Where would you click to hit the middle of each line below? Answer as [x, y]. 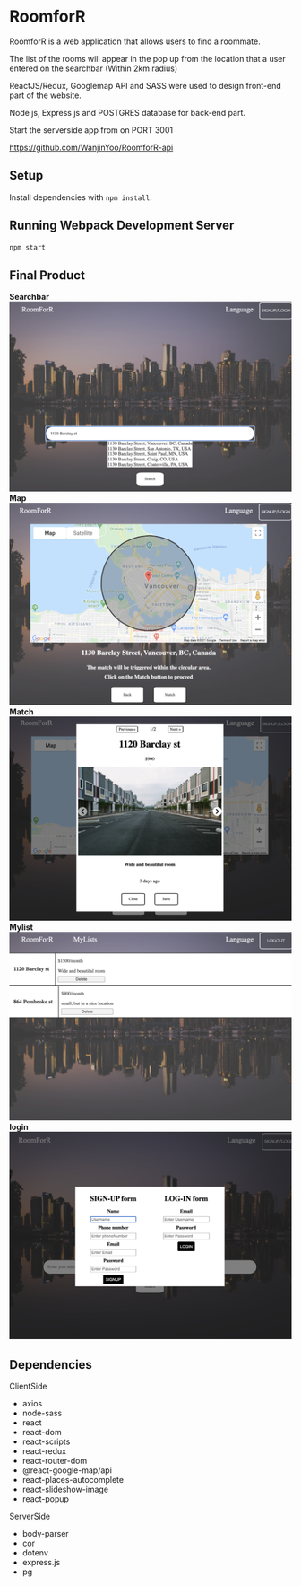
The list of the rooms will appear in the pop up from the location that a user [148, 58]
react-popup [46, 1498]
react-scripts [46, 1441]
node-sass [42, 1413]
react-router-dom [55, 1460]
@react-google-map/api [67, 1470]
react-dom [42, 1432]
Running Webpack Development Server [122, 226]
